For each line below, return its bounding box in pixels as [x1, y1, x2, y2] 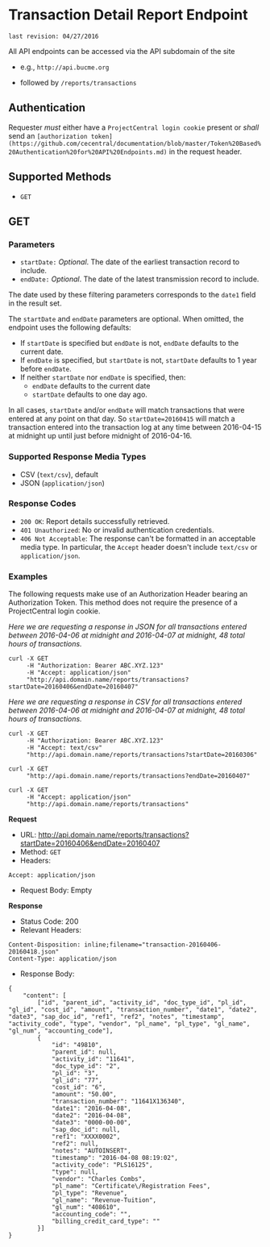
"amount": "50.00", [51, 1091, 117, 1099]
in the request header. [168, 147, 243, 156]
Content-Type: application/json [8, 955, 117, 963]
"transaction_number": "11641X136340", [51, 1098, 185, 1106]
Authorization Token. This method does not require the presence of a [8, 598, 238, 608]
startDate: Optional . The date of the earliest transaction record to [19, 257, 240, 267]
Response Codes [8, 498, 77, 509]
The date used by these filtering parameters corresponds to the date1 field [8, 290, 256, 300]
